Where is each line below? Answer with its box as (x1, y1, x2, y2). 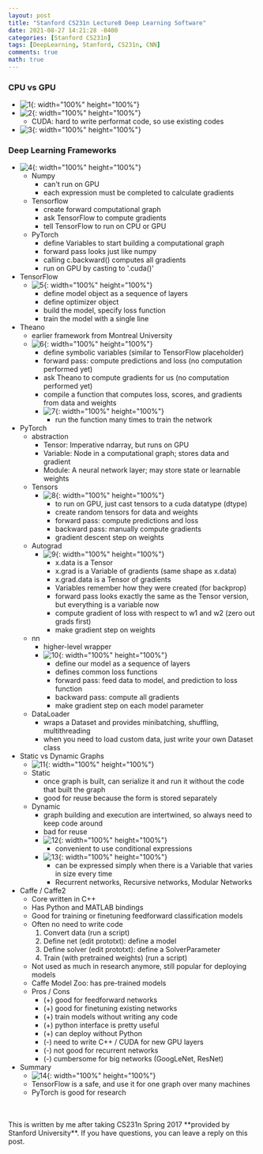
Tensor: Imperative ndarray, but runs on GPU (43, 440, 190, 450)
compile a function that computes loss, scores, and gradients (43, 389, 242, 400)
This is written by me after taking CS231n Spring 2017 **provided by (8, 1120, 231, 1129)
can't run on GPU (43, 180, 100, 189)
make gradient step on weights (54, 625, 156, 635)
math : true (8, 56, 44, 64)
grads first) (54, 617, 92, 626)
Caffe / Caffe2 (19, 886, 66, 895)
